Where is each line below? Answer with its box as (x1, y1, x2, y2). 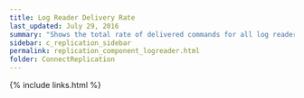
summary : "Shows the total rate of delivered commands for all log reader (9, 30, 298, 39)
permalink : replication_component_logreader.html (9, 47, 201, 56)
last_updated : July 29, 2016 (9, 22, 119, 31)
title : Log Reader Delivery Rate (9, 13, 136, 22)
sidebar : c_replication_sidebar (9, 38, 131, 48)
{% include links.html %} (9, 80, 101, 90)
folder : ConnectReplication (9, 55, 116, 64)
